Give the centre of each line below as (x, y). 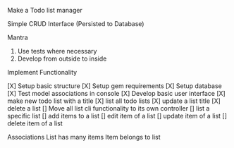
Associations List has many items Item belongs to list (84, 137)
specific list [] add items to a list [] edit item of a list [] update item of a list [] (117, 116)
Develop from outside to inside (62, 58)
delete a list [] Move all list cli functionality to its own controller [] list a (109, 108)
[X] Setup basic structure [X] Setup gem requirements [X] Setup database (115, 86)
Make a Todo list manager (45, 10)
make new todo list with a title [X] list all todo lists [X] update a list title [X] (114, 101)
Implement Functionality (42, 72)
